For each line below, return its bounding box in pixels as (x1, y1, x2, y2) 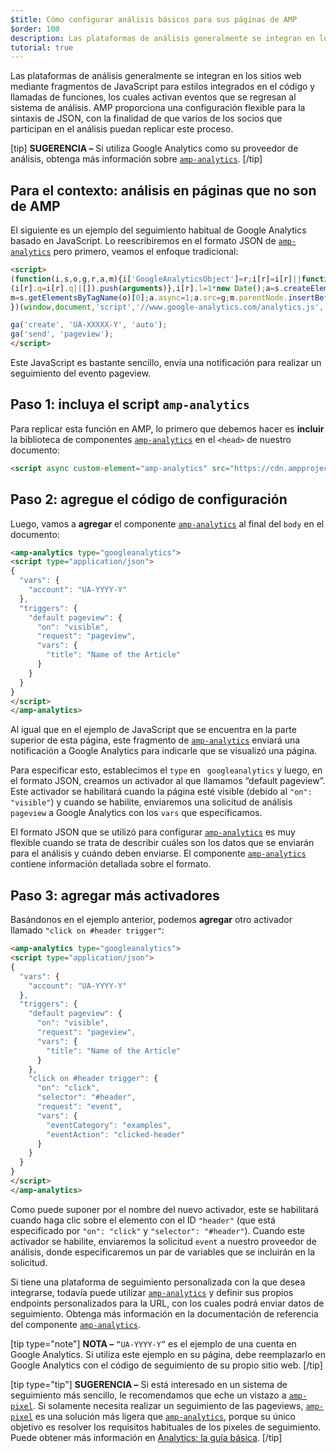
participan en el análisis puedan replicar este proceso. (10, 123, 234, 135)
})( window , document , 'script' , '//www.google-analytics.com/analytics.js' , (10, 302, 325, 312)
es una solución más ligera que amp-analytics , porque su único (34, 1410, 296, 1422)
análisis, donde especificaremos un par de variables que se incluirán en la (10, 1246, 316, 1258)
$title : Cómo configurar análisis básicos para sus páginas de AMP (10, 14, 298, 25)
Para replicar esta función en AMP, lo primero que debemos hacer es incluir (10, 422, 325, 435)
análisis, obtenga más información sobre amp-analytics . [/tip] (10, 153, 263, 165)
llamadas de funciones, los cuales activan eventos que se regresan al (10, 91, 297, 103)
